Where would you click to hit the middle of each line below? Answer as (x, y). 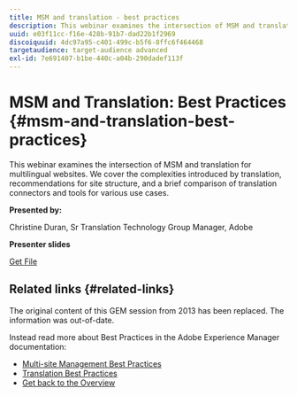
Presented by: (35, 210)
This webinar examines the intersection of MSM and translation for (130, 164)
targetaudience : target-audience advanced (88, 50)
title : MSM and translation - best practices (94, 17)
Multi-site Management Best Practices (91, 363)
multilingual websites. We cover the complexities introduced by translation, (145, 174)
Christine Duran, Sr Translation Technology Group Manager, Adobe (131, 227)
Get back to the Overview (69, 383)
